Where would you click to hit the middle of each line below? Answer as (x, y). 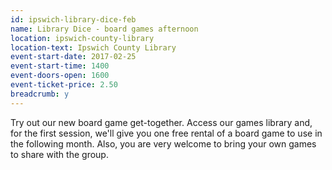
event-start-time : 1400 (60, 66)
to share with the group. (59, 154)
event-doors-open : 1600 (60, 76)
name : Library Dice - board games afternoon (104, 29)
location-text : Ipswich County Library (93, 47)
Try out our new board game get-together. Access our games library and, (161, 122)
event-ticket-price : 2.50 (64, 85)
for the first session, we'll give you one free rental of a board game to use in (166, 133)
